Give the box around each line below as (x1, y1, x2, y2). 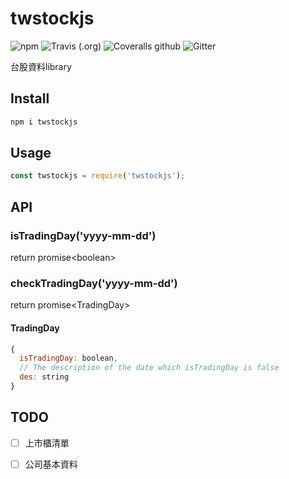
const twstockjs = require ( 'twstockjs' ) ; (10, 171, 186, 181)
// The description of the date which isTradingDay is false (19, 363, 280, 373)
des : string (19, 372, 70, 382)
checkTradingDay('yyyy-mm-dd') (10, 276, 178, 290)
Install (10, 90, 50, 107)
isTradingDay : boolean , (19, 353, 118, 364)
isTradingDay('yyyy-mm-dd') (10, 228, 157, 242)
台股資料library (10, 60, 72, 72)
